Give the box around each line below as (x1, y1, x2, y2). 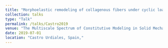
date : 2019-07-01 (5, 30, 41, 35)
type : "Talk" (5, 16, 32, 21)
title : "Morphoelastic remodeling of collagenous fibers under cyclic (5, 7, 155, 12)
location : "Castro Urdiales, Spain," (5, 35, 84, 40)
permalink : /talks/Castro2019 (5, 21, 68, 26)
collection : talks (5, 12, 43, 17)
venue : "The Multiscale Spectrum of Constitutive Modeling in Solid (5, 26, 151, 31)
